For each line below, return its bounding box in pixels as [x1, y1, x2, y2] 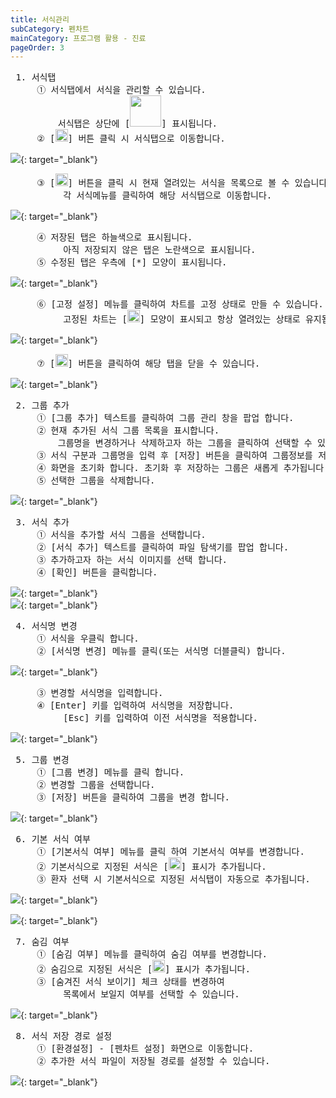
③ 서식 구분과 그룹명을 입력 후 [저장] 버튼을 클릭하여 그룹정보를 [36, 450, 313, 461]
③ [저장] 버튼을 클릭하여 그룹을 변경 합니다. [36, 792, 230, 803]
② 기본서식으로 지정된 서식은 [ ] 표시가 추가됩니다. [36, 861, 267, 873]
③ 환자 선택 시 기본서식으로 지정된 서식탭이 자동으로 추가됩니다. [36, 874, 311, 885]
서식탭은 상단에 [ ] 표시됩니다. [57, 118, 218, 130]
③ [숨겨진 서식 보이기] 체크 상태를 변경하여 [36, 976, 225, 988]
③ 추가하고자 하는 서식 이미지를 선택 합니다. [36, 554, 228, 566]
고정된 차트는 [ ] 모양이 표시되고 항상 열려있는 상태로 [63, 314, 301, 325]
